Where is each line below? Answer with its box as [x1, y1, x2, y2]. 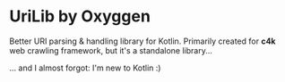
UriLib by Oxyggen [9, 6, 151, 27]
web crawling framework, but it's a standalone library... [9, 45, 213, 55]
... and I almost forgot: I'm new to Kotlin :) [9, 62, 161, 73]
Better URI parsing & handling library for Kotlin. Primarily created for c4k [9, 36, 276, 46]
